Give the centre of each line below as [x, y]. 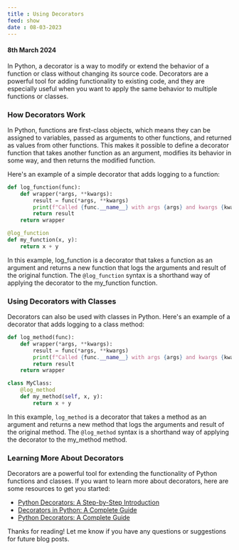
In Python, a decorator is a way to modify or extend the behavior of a [108, 66]
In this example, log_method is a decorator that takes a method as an [107, 417]
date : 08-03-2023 [34, 27]
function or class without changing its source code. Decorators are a [108, 73]
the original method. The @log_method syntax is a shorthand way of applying [118, 432]
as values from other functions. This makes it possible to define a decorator [118, 145]
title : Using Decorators [46, 14]
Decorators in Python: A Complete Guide [77, 510]
